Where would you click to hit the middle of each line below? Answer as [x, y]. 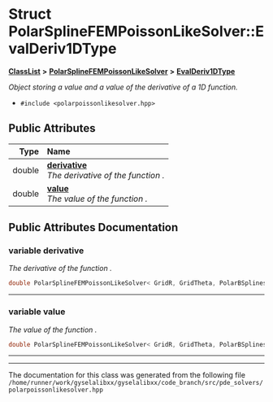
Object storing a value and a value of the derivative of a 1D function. [123, 87]
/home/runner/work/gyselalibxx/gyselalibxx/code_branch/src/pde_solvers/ [136, 383]
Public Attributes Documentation [93, 227]
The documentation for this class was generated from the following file [127, 375]
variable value [37, 312]
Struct [30, 14]
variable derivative [46, 251]
